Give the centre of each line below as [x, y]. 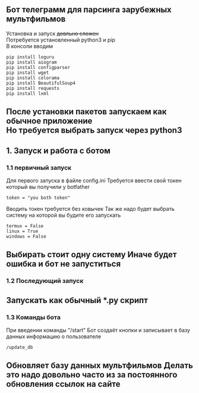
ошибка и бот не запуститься [64, 264]
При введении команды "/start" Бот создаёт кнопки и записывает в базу [98, 330]
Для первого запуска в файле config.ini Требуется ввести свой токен [94, 180]
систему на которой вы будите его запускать [64, 215]
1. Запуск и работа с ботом [59, 150]
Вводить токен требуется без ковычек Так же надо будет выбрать [91, 208]
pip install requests [33, 88]
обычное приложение [49, 121]
